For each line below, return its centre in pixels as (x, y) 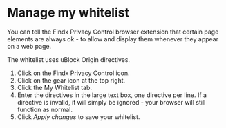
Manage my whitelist (68, 13)
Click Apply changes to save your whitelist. (78, 117)
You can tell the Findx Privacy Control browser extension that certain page (113, 32)
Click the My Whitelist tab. (54, 87)
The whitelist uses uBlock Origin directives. (68, 59)
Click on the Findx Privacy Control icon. (73, 73)
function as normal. (45, 109)
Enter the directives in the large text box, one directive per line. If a (112, 95)
